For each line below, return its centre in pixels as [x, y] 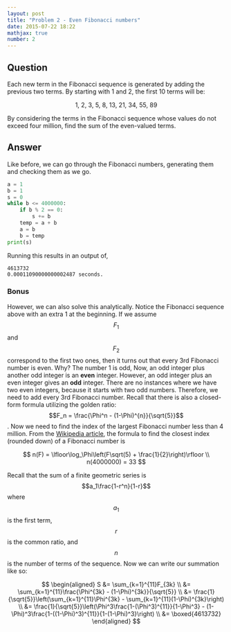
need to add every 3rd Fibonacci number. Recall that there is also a [103, 397]
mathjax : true [28, 33]
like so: [17, 571]
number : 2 [21, 39]
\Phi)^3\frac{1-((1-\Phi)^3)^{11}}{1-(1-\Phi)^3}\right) [83, 614]
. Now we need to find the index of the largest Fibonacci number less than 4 [115, 426]
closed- [210, 397]
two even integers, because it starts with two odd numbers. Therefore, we [113, 390]
